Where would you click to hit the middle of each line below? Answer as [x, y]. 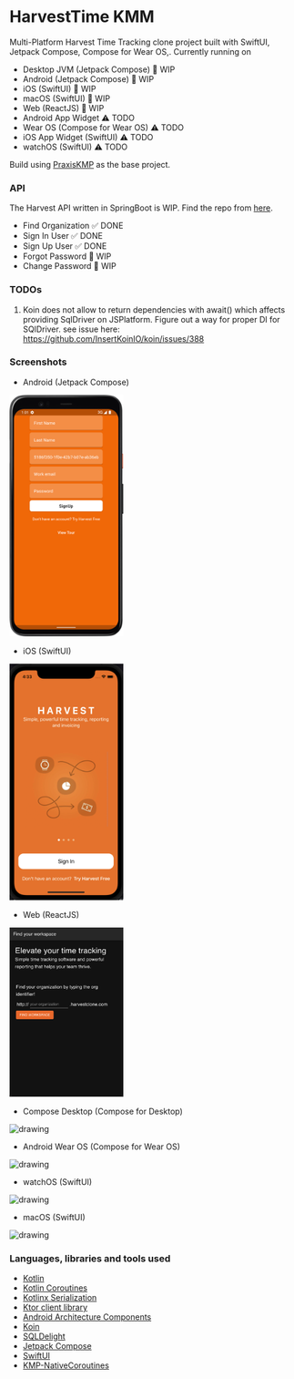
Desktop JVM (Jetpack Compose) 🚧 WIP [99, 69]
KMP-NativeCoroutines [66, 1365]
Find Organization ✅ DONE [73, 226]
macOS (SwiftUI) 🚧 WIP [66, 98]
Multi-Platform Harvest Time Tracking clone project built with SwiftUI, [140, 42]
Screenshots [38, 362]
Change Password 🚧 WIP [69, 266]
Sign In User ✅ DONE [62, 236]
